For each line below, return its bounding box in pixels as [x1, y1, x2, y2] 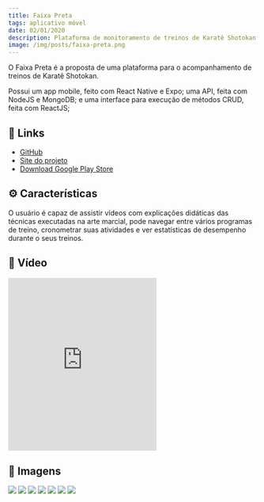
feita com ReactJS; [8, 104, 70, 113]
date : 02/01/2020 [8, 26, 66, 34]
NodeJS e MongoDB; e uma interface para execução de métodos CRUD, [8, 95, 244, 105]
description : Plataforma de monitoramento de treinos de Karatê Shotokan [8, 33, 257, 42]
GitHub [19, 147, 43, 157]
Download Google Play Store [19, 164, 114, 173]
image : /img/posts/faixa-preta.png [8, 41, 126, 49]
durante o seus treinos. [8, 233, 84, 242]
